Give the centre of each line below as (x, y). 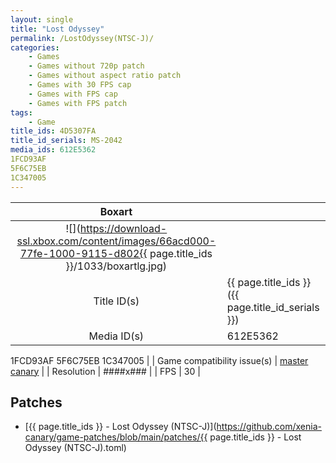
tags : (21, 112)
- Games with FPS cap (73, 94)
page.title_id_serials (273, 307)
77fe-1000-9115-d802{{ (83, 253)
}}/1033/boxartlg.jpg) (116, 266)
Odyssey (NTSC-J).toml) (75, 448)
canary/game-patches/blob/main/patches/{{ (116, 437)
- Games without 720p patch (86, 66)
